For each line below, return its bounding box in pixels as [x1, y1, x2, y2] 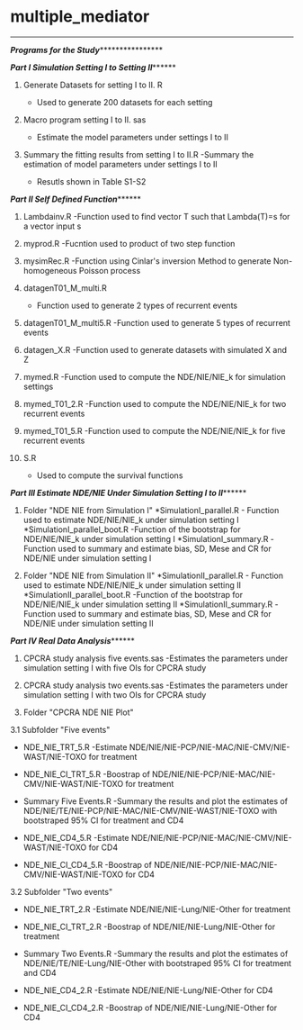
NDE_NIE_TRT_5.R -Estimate [22, 741, 128, 753]
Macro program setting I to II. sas [22, 114, 147, 125]
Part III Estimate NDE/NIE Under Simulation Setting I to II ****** [10, 487, 247, 498]
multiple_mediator [10, 6, 150, 27]
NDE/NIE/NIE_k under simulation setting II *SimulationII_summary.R [22, 599, 273, 610]
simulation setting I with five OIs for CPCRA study [22, 662, 207, 673]
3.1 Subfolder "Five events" [10, 724, 111, 735]
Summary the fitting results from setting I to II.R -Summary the [22, 149, 254, 159]
